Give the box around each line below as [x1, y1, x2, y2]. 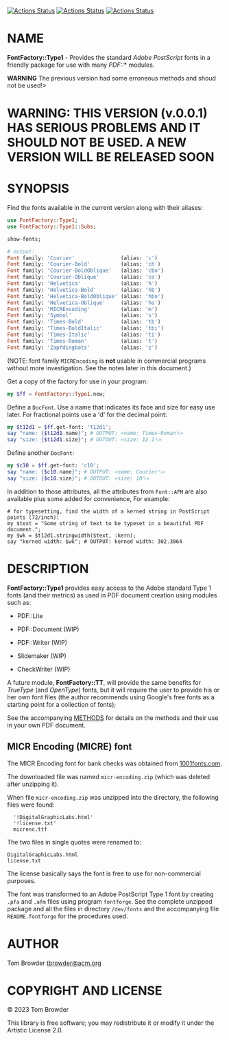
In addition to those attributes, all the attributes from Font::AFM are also [7, 487, 208, 496]
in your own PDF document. [7, 721, 86, 729]
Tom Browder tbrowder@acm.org [7, 959, 101, 967]
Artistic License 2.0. [7, 1026, 64, 1034]
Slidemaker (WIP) [16, 651, 67, 660]
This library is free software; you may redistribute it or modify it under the [7, 1019, 215, 1027]
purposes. [7, 876, 36, 884]
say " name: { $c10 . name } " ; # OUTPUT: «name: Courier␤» [7, 469, 165, 476]
